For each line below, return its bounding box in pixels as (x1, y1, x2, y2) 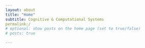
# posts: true (5, 31, 36, 36)
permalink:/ (5, 21, 31, 27)
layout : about (5, 7, 36, 13)
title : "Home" (5, 12, 36, 17)
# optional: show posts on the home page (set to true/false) (5, 26, 141, 31)
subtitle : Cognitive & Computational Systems (5, 17, 104, 22)
